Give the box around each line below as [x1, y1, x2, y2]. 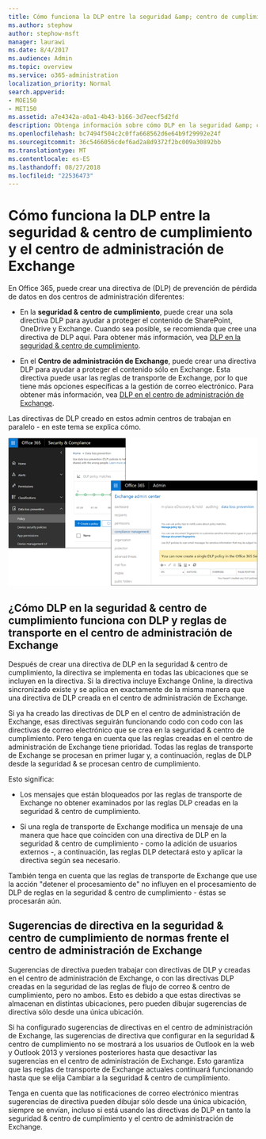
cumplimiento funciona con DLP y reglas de [8, 613, 227, 627]
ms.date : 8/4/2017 [8, 46, 69, 55]
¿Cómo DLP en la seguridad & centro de [8, 601, 207, 614]
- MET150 [8, 105, 37, 113]
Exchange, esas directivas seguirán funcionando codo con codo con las [8, 717, 244, 727]
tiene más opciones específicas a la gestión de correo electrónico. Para [19, 381, 254, 392]
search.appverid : [8, 88, 66, 96]
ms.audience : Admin [8, 55, 73, 63]
